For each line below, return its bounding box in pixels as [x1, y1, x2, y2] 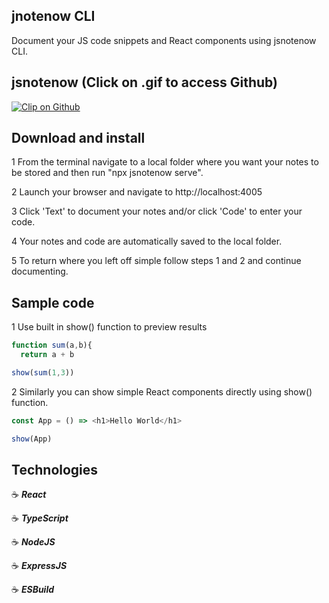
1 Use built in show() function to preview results [11, 321, 208, 333]
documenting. [11, 265, 69, 278]
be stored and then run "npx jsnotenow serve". [11, 167, 204, 179]
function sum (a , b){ [11, 340, 93, 351]
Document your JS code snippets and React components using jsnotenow [11, 34, 317, 46]
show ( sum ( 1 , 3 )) [11, 368, 75, 378]
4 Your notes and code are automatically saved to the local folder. [11, 235, 283, 248]
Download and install [11, 130, 146, 147]
